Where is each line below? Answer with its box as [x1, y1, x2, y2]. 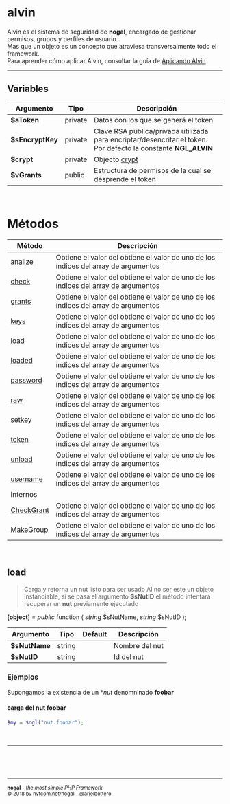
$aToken [10, 115, 40, 124]
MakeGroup [10, 524, 49, 534]
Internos [10, 489, 38, 499]
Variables [7, 83, 49, 95]
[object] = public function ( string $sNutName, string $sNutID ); [7, 613, 187, 621]
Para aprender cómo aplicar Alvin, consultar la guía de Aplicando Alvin [7, 56, 207, 65]
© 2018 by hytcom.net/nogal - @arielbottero [7, 790, 112, 797]
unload [10, 454, 33, 464]
